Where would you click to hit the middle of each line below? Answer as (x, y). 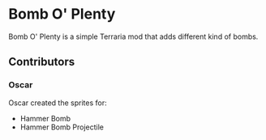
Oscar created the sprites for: (58, 103)
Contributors (42, 62)
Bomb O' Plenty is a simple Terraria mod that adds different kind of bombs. (133, 36)
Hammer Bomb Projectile (62, 127)
